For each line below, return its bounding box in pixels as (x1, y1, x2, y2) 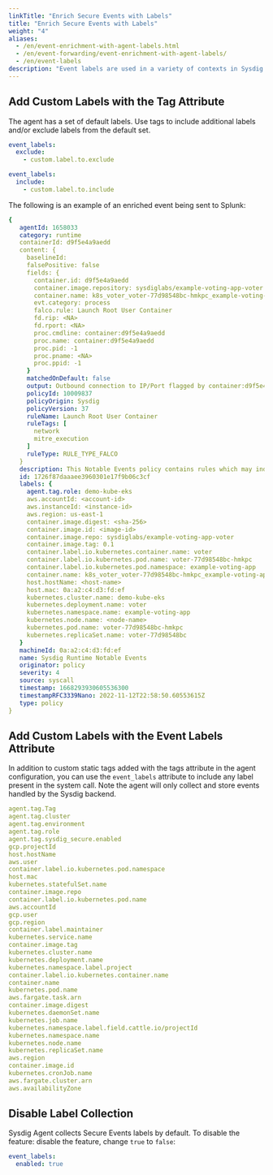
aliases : (8, 34, 38, 43)
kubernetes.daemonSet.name (8, 1009, 100, 1017)
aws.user (8, 857, 38, 866)
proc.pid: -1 (33, 344, 79, 352)
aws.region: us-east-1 (26, 510, 104, 518)
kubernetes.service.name (8, 933, 93, 942)
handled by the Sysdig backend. (8, 789, 116, 799)
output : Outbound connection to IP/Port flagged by (26, 382, 206, 391)
